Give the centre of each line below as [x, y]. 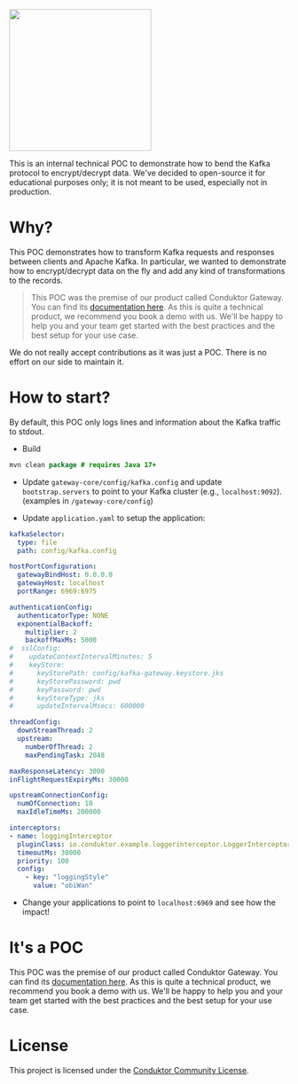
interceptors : [35, 828]
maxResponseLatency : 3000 [57, 771]
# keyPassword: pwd [55, 690]
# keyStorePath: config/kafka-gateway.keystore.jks [117, 673]
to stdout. [27, 431]
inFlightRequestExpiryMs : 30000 [69, 779]
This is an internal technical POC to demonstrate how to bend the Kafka [140, 164]
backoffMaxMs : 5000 [61, 640]
